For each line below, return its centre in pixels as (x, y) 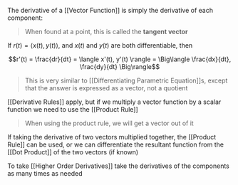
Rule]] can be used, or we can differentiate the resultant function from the (116, 144)
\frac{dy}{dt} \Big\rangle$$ (120, 67)
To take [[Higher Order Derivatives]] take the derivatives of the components (118, 166)
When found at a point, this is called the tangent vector (106, 32)
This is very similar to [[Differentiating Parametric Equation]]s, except (126, 80)
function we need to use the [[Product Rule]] (73, 109)
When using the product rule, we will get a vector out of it (109, 123)
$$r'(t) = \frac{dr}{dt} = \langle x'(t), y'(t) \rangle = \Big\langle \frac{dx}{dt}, (120, 59)
